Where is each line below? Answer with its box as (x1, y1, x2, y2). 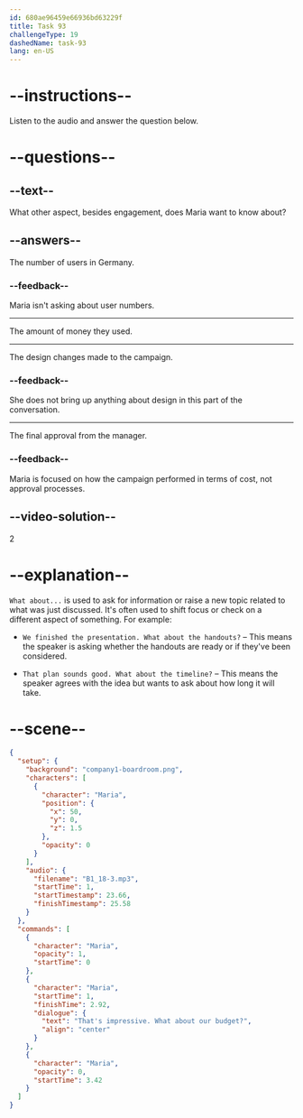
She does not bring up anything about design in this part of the (9, 394, 243, 406)
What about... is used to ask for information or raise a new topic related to (9, 595, 286, 605)
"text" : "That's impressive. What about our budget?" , (41, 1017, 252, 1026)
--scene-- (9, 718, 87, 739)
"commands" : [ (17, 924, 70, 934)
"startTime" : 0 (32, 958, 91, 967)
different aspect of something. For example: (9, 614, 172, 624)
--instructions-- (9, 86, 133, 106)
